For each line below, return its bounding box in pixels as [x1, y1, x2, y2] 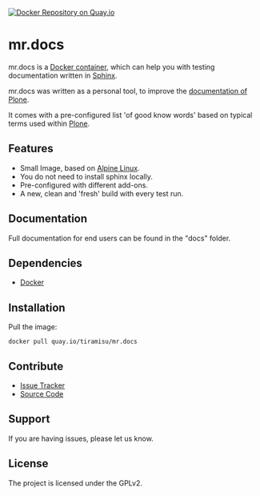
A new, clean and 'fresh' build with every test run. [19, 188, 184, 198]
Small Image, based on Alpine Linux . [19, 163, 140, 172]
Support [8, 413, 50, 426]
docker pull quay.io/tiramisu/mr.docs [8, 337, 138, 346]
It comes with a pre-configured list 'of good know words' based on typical [8, 110, 253, 119]
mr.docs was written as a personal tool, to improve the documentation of [8, 86, 248, 95]
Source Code [19, 389, 64, 398]
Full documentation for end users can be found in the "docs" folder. [8, 233, 231, 243]
